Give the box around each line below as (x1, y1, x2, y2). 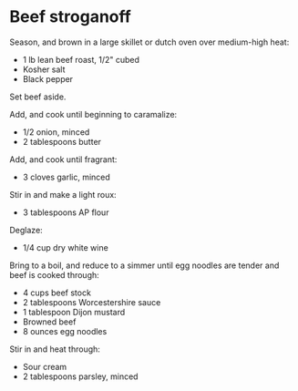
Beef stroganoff (9, 6, 132, 27)
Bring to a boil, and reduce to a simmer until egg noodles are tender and (9, 260, 280, 271)
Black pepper (22, 73, 74, 84)
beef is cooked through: (9, 269, 100, 280)
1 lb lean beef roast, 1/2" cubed (22, 54, 139, 65)
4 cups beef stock (22, 287, 91, 298)
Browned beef (22, 316, 77, 327)
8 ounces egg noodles (22, 325, 108, 336)
